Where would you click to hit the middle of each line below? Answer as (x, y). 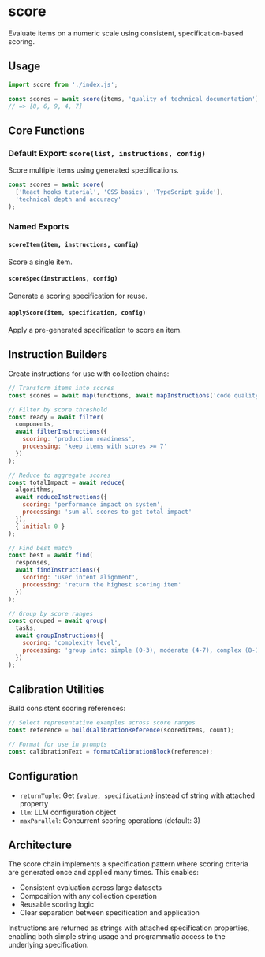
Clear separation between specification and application (109, 913)
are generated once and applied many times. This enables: (103, 873)
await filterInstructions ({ (62, 432)
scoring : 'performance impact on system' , (93, 505)
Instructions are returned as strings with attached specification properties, (129, 928)
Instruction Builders (58, 354)
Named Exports (39, 227)
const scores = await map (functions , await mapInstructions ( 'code (119, 395)
